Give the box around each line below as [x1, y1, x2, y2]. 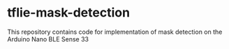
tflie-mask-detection [7, 5, 131, 21]
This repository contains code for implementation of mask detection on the [7, 28, 223, 36]
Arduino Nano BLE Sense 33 [7, 35, 89, 43]
